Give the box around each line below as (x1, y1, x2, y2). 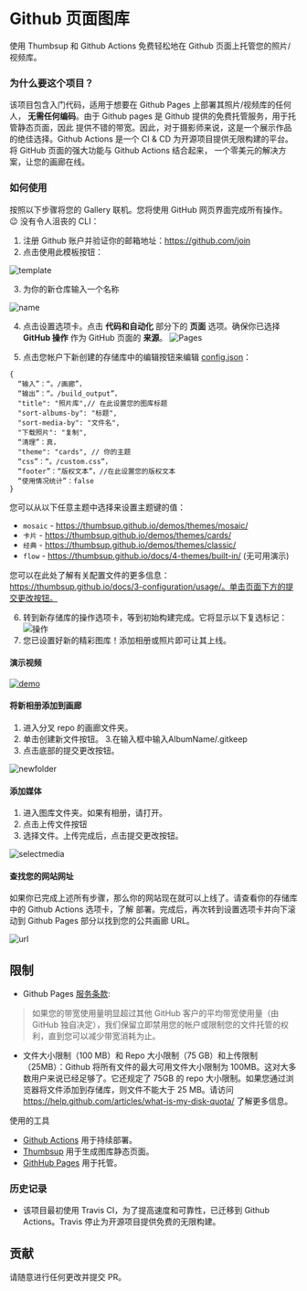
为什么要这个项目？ (9, 77, 94, 90)
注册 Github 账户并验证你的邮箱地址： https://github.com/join (22, 235, 251, 246)
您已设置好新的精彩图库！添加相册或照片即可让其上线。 (22, 634, 231, 645)
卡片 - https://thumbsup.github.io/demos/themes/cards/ (22, 529, 231, 540)
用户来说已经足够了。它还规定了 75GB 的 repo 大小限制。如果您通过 (30, 1073, 286, 1084)
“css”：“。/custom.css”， (17, 457, 112, 466)
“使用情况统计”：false (17, 476, 94, 485)
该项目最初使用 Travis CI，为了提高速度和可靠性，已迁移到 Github (22, 1205, 270, 1216)
